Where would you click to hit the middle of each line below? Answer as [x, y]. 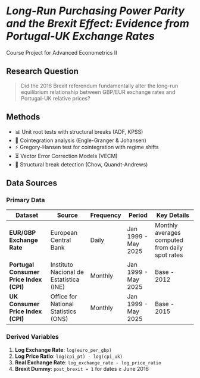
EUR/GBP [23, 233]
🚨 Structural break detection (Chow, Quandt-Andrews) [81, 164]
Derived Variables [33, 337]
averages [168, 233]
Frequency [106, 215]
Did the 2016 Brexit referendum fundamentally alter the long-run [99, 86]
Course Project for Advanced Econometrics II [62, 52]
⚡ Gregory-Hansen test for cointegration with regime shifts [87, 147]
